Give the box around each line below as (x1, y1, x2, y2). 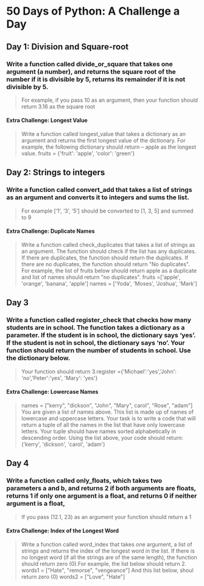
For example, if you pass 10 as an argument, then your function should (21, 96, 198, 104)
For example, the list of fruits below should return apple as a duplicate (21, 267, 197, 274)
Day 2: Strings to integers (6, 168, 105, 178)
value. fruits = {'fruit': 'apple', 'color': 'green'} (21, 150, 135, 157)
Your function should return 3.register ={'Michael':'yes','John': (21, 367, 177, 375)
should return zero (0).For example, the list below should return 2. (21, 560, 187, 567)
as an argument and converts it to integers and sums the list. (6, 193, 190, 202)
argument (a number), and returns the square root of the (6, 67, 177, 76)
